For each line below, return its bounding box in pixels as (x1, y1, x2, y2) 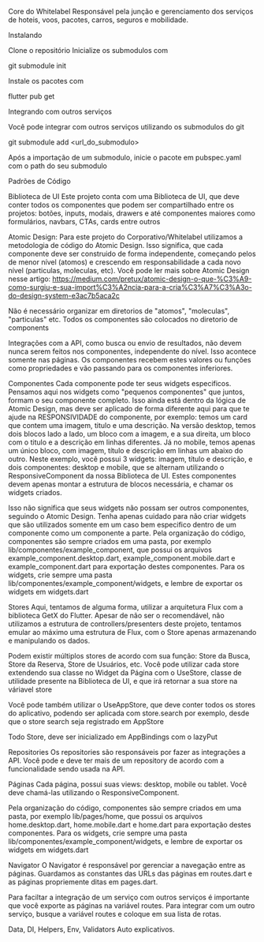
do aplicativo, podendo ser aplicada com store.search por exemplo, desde (8, 708, 250, 718)
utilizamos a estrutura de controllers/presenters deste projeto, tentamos (8, 619, 242, 629)
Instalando (8, 31, 43, 39)
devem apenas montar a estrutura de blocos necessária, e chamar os (8, 479, 234, 489)
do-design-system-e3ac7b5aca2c (8, 291, 121, 300)
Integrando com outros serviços (8, 107, 113, 116)
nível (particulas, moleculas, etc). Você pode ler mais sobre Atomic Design (8, 266, 250, 275)
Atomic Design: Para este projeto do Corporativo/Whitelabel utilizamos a (8, 232, 243, 242)
